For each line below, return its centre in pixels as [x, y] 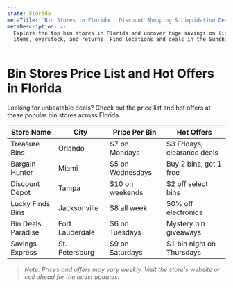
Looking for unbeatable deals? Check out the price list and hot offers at [109, 108]
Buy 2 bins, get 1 [194, 164]
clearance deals [192, 153]
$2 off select [187, 184]
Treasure [25, 144]
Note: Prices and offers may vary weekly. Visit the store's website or [122, 270]
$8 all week [129, 208]
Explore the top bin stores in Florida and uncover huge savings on [114, 33]
